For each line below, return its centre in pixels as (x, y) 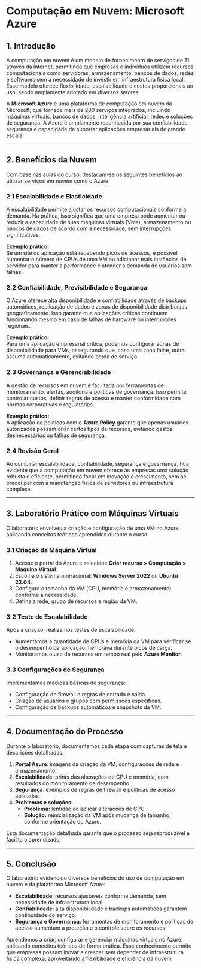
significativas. (23, 235)
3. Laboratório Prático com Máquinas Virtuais (93, 514)
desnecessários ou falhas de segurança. (56, 435)
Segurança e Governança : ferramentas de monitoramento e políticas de (104, 922)
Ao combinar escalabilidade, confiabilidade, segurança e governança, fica (98, 464)
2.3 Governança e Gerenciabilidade (59, 372)
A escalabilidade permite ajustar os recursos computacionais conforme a (96, 209)
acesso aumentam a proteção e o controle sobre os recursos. (91, 928)
